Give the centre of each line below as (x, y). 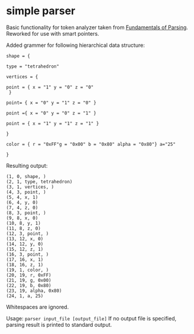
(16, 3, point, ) (28, 254)
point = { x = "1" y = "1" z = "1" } (53, 123)
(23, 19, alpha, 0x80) (34, 291)
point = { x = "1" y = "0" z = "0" (50, 87)
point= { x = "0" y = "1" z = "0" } (51, 103)
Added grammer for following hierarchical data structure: (75, 45)
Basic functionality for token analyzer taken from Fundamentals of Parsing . (97, 27)
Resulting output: (27, 166)
